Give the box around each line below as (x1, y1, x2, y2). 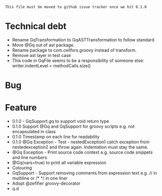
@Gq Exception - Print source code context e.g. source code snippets (12, 149, 153, 156)
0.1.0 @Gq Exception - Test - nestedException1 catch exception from (12, 139, 150, 145)
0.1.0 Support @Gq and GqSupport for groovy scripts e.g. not (12, 123, 135, 129)
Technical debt (5, 21, 67, 32)
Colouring (12, 165, 33, 171)
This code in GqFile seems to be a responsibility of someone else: (12, 58, 144, 63)
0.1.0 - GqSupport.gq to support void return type (12, 118, 109, 124)
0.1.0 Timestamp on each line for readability (12, 134, 100, 140)
